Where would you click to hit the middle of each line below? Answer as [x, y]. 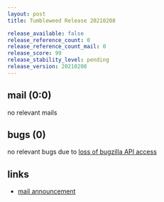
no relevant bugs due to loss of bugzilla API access [82, 152]
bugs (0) [27, 135]
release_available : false [45, 33]
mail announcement [47, 191]
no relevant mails [32, 112]
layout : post [27, 14]
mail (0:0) [29, 96]
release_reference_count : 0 [49, 40]
